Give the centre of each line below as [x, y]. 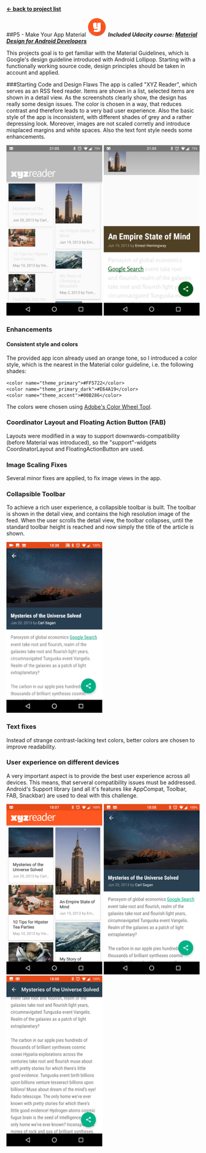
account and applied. [33, 72]
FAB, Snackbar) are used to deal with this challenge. [72, 795]
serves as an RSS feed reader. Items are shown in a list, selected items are [100, 91]
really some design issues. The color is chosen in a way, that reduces [94, 104]
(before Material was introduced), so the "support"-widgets [82, 442]
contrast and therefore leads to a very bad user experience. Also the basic [100, 111]
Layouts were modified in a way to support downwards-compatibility [93, 436]
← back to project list [34, 9]
